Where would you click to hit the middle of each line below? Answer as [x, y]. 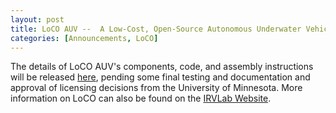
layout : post [37, 19]
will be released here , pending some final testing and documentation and [160, 77]
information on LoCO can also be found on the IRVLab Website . [141, 98]
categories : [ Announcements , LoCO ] [84, 38]
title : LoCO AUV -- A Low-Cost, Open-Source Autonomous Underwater [156, 29]
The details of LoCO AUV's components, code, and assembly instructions [162, 67]
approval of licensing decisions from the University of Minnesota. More [156, 88]
